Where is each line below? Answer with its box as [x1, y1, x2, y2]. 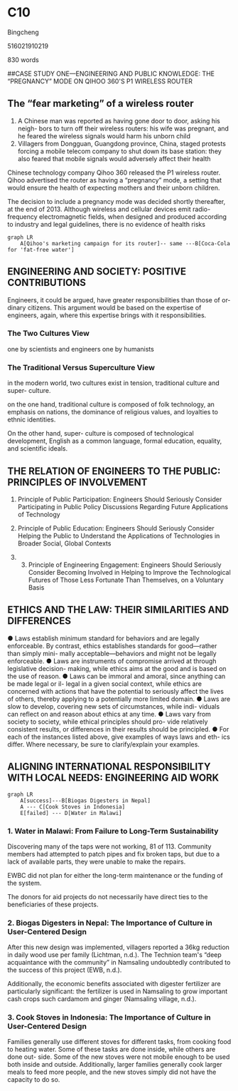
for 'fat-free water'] [7, 246, 75, 253]
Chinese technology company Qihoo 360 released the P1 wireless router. [7, 168, 221, 177]
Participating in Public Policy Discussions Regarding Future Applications [17, 502, 229, 511]
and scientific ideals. [7, 444, 68, 453]
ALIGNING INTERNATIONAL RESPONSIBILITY [7, 761, 211, 773]
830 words [7, 55, 39, 64]
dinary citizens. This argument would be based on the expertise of [7, 303, 202, 312]
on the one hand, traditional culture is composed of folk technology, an [7, 400, 215, 409]
